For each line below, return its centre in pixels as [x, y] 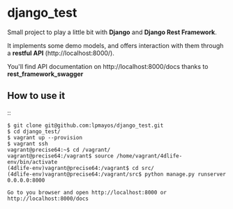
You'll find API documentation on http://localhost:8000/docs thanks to [108, 66]
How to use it [36, 96]
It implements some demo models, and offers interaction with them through [115, 45]
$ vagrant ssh [28, 144]
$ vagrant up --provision [45, 137]
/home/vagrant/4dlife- [149, 156]
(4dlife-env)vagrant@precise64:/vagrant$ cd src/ [81, 168]
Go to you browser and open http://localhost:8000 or [87, 192]
